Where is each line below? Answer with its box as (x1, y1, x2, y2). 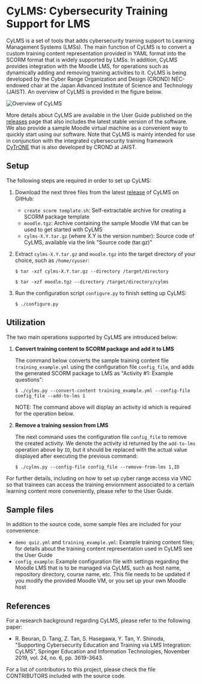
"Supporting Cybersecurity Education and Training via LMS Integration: (14, 641, 192, 648)
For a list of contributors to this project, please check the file (6, 666, 156, 673)
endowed (6, 81, 30, 89)
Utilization (6, 317, 46, 328)
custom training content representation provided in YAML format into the (6, 49, 186, 57)
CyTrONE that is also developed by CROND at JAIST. (6, 143, 137, 151)
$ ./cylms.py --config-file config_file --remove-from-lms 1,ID (14, 464, 180, 470)
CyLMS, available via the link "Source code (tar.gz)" (23, 238, 153, 246)
